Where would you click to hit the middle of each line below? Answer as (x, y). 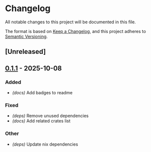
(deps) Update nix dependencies (45, 144)
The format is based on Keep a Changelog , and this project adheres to (75, 31)
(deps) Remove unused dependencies (50, 116)
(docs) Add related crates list (41, 121)
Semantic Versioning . (26, 36)
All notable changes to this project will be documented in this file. (71, 22)
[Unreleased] (26, 52)
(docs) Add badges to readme (42, 93)
